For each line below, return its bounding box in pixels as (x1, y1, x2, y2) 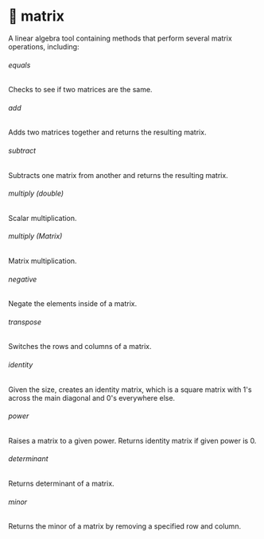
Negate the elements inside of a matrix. (8, 299, 138, 308)
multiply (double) (8, 188, 64, 198)
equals (8, 60, 31, 70)
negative (8, 274, 37, 284)
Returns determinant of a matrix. (8, 479, 115, 488)
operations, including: (8, 41, 80, 51)
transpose (8, 317, 42, 327)
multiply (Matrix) (8, 231, 63, 241)
